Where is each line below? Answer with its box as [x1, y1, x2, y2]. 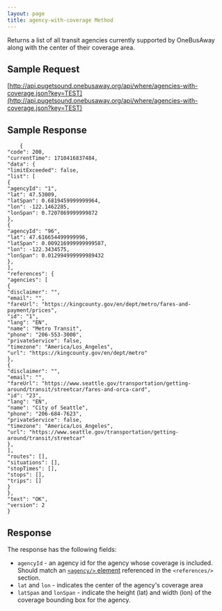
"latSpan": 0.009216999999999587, [7, 240, 108, 247]
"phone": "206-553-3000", [7, 331, 82, 338]
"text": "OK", [7, 495, 49, 503]
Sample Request [7, 63, 80, 75]
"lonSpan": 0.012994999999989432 [7, 252, 104, 260]
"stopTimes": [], [7, 466, 58, 473]
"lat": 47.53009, [7, 191, 58, 198]
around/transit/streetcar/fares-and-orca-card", [7, 386, 151, 393]
